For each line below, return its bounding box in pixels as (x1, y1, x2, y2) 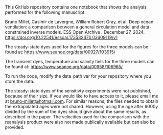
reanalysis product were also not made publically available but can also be (5, 119, 155, 125)
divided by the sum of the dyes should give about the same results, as (5, 109, 147, 114)
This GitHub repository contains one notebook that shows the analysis (5, 4, 147, 10)
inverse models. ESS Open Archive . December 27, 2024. (30, 29, 145, 35)
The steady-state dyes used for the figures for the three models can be (5, 44, 149, 49)
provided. (5, 124, 24, 130)
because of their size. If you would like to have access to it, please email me (5, 93, 159, 99)
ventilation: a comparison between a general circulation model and (5, 24, 140, 30)
